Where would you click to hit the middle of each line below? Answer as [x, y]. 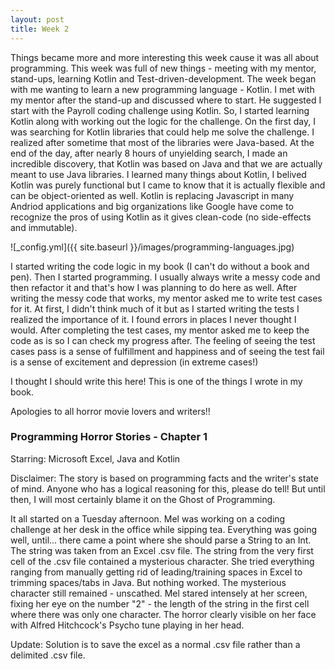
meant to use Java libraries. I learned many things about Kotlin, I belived [158, 174]
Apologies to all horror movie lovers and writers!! [110, 411]
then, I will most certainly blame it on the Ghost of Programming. [143, 499]
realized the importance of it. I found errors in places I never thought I [153, 319]
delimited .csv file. [48, 655]
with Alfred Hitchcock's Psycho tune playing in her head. [127, 625]
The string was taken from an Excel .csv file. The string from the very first [162, 550]
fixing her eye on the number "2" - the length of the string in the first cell [160, 603]
